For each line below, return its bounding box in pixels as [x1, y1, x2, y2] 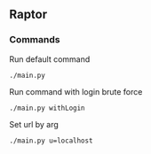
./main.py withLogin [9, 104, 86, 112]
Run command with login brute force [9, 86, 143, 96]
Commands [9, 34, 60, 46]
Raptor [9, 7, 48, 22]
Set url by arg [9, 119, 60, 129]
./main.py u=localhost [9, 136, 93, 145]
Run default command [9, 53, 91, 65]
